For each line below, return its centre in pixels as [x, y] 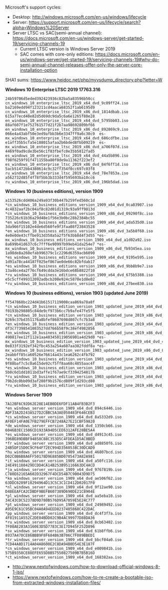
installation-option [38, 70]
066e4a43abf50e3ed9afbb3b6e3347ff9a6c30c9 [50, 134]
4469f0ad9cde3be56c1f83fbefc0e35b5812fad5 [50, 151]
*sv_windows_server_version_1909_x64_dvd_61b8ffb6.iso [63, 531]
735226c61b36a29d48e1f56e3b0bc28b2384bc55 [50, 218]
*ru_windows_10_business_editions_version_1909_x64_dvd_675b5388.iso [79, 275]
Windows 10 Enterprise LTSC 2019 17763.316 [53, 89]
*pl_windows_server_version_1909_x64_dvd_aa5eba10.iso [63, 496]
